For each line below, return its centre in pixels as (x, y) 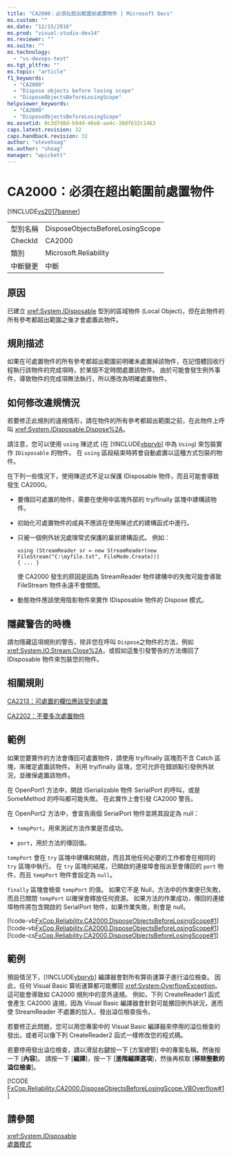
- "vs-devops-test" (41, 59)
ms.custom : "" (28, 20)
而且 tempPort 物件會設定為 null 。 (67, 874)
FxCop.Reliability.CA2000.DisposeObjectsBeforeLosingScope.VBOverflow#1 (116, 1088)
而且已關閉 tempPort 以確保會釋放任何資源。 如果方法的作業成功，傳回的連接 (116, 898)
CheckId (24, 240)
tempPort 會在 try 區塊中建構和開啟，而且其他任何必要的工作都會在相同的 (112, 857)
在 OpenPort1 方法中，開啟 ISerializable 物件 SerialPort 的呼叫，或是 (104, 790)
